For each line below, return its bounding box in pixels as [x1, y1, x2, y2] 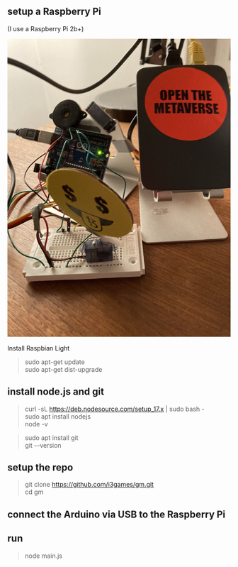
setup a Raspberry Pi [7, 6, 101, 18]
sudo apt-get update [24, 358, 85, 366]
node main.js [24, 551, 62, 560]
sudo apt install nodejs [24, 412, 91, 421]
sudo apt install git [24, 433, 79, 442]
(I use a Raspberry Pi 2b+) [7, 24, 84, 33]
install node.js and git [7, 386, 105, 398]
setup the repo [7, 461, 74, 474]
